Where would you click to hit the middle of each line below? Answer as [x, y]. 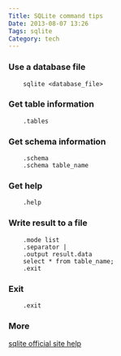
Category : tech [34, 39]
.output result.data [58, 254]
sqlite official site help [45, 344]
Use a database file [47, 67]
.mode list [41, 240]
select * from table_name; [69, 261]
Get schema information [57, 141]
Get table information [52, 104]
